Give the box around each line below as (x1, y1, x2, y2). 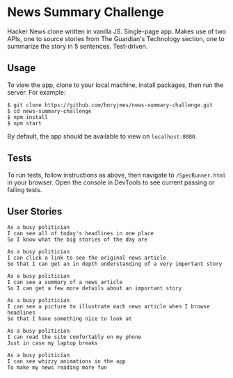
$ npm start (7, 120, 42, 127)
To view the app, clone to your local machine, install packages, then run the (7, 81, 224, 89)
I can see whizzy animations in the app (7, 358, 127, 365)
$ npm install (7, 113, 49, 120)
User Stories (7, 205, 63, 217)
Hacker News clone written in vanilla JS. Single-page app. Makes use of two (7, 27, 226, 36)
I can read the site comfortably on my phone (7, 333, 141, 341)
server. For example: (7, 88, 66, 96)
